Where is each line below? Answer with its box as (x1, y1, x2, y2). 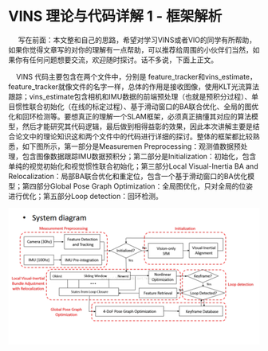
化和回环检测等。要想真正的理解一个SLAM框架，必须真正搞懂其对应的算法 (8, 111, 252, 121)
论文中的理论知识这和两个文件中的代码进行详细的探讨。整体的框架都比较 (14, 131, 253, 141)
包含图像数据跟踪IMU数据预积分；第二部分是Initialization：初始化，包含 (22, 151, 257, 161)
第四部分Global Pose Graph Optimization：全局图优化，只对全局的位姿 (22, 181, 254, 191)
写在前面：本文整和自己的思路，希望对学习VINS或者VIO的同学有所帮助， (18, 35, 257, 45)
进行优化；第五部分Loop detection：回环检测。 (8, 191, 164, 201)
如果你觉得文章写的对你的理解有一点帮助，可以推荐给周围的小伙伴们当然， (8, 45, 253, 54)
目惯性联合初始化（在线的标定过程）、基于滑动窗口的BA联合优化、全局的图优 (8, 101, 259, 111)
